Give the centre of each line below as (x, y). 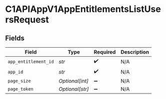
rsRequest (27, 20)
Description (135, 52)
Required (105, 52)
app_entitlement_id (31, 61)
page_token (20, 89)
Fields (15, 38)
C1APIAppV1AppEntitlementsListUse (83, 9)
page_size (19, 81)
